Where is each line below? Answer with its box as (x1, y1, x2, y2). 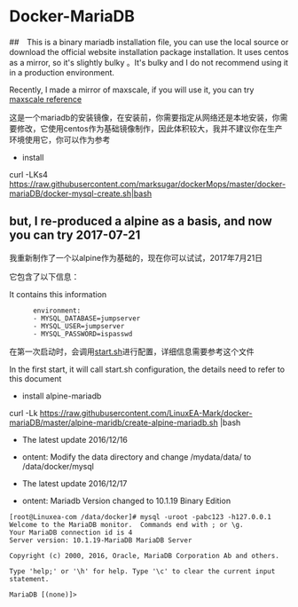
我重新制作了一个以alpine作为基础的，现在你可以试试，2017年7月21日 (9, 252, 263, 263)
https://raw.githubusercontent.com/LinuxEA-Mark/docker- (39, 407, 253, 418)
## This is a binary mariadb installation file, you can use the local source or (9, 36, 289, 47)
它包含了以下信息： (9, 271, 80, 281)
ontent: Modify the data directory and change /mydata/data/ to (21, 451, 252, 462)
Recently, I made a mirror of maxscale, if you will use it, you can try (9, 84, 255, 95)
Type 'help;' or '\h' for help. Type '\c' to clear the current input (9, 566, 276, 576)
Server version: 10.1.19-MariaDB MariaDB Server (9, 535, 192, 545)
